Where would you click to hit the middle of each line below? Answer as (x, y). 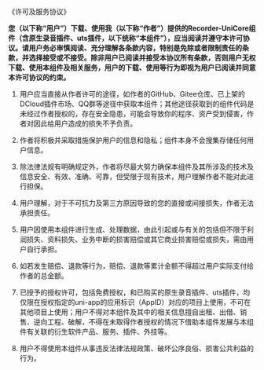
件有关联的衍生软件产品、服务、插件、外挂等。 (95, 332)
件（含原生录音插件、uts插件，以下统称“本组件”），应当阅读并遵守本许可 (126, 38)
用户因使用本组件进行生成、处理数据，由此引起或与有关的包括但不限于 (133, 229)
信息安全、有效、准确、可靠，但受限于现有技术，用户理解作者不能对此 (133, 176)
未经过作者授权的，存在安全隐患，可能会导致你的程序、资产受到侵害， (133, 114)
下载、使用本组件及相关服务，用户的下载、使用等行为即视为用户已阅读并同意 (132, 68)
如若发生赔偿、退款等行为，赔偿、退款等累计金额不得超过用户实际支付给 (136, 266)
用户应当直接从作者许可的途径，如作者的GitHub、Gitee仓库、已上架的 (132, 94)
